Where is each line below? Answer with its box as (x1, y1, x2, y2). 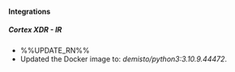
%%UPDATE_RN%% (19, 45, 91, 55)
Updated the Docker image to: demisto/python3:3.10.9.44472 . (19, 53, 228, 64)
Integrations (8, 6, 51, 16)
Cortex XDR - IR (8, 25, 62, 35)
